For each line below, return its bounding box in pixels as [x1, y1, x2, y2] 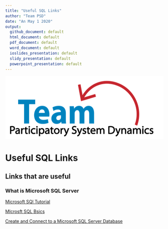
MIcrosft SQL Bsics [5, 208, 45, 214]
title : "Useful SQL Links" [5, 8, 62, 13]
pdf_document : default [10, 40, 57, 45]
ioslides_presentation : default [10, 50, 78, 55]
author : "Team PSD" [5, 13, 46, 19]
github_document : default [10, 29, 64, 35]
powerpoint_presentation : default [10, 61, 82, 67]
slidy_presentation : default [10, 56, 71, 61]
